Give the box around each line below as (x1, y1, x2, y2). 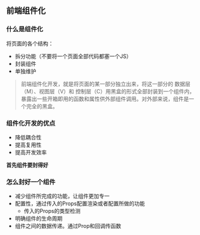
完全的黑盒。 (26, 102, 58, 109)
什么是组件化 (6, 25, 44, 33)
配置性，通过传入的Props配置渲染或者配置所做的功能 (14, 200, 146, 207)
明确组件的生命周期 (14, 215, 63, 222)
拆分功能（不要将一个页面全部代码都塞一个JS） (14, 53, 132, 60)
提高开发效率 (14, 148, 47, 155)
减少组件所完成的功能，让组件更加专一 (14, 193, 110, 200)
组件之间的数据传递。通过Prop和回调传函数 (14, 222, 122, 230)
